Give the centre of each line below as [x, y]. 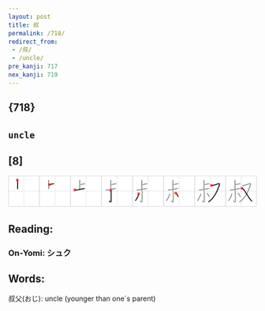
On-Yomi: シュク [40, 253]
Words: [26, 279]
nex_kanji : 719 [33, 75]
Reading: [31, 229]
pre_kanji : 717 [33, 67]
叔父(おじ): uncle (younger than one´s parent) [82, 298]
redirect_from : [33, 42]
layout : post [30, 17]
